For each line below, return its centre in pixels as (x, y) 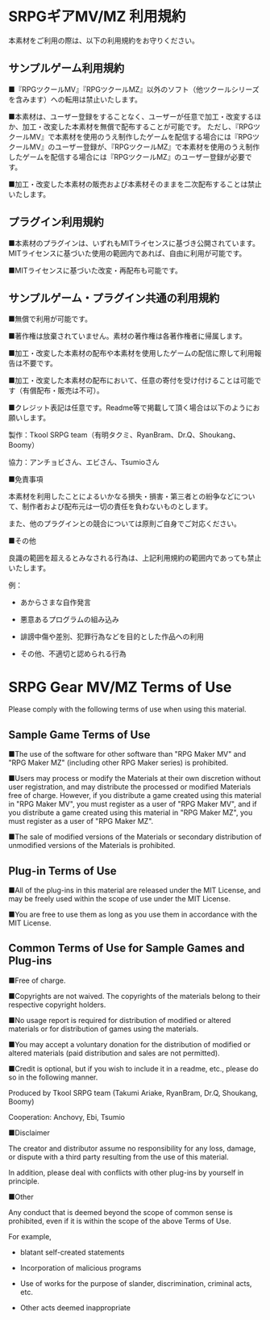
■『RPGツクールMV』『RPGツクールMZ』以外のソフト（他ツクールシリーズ (134, 89)
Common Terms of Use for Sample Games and (127, 948)
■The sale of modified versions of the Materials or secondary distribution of (135, 837)
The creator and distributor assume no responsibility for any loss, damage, (132, 1148)
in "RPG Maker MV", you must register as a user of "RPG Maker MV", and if (133, 804)
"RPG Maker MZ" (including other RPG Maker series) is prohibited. (118, 762)
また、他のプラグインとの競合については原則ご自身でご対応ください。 (125, 524)
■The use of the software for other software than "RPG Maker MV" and (127, 754)
